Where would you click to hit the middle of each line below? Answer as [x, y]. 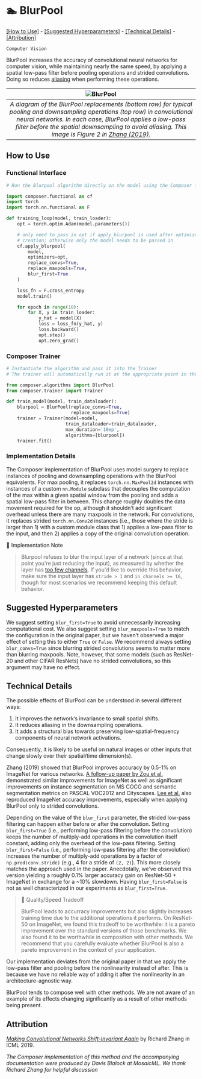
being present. [24, 1005]
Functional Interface [36, 173]
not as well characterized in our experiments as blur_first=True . [87, 888]
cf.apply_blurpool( [41, 246]
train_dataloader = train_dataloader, [111, 424]
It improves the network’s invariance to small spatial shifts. [87, 719]
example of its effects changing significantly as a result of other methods [97, 999]
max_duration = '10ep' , [92, 429]
